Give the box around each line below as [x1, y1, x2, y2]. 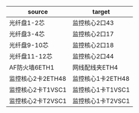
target [92, 8, 110, 15]
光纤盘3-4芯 [9, 30, 45, 38]
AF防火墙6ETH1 [9, 64, 55, 71]
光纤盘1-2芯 [9, 19, 45, 27]
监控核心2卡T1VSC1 [9, 86, 67, 94]
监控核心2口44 [72, 52, 114, 60]
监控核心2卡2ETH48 [9, 74, 67, 83]
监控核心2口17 [72, 30, 114, 38]
